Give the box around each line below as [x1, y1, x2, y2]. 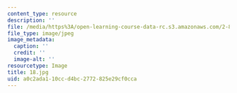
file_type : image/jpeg [7, 29, 74, 37]
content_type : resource [7, 10, 78, 17]
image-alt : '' [13, 56, 55, 63]
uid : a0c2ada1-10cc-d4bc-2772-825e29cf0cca [7, 75, 138, 83]
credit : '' [13, 50, 46, 57]
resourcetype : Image [7, 62, 68, 69]
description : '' [7, 17, 55, 24]
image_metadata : [7, 36, 55, 43]
